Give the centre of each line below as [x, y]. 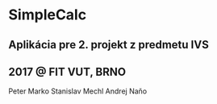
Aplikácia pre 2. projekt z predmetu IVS [109, 45]
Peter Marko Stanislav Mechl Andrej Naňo [78, 91]
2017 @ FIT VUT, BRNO [67, 71]
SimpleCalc [48, 15]
